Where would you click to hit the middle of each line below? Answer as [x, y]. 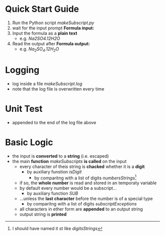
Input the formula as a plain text [45, 33]
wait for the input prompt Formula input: [53, 28]
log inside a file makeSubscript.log [47, 84]
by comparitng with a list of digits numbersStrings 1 [85, 177]
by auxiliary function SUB [53, 194]
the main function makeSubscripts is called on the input [69, 161]
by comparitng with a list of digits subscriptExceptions [82, 204]
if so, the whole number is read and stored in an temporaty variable [88, 183]
